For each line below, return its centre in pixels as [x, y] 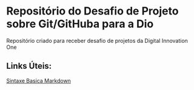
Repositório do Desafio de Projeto [92, 11]
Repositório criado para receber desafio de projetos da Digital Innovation [97, 40]
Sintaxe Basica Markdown [39, 80]
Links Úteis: [29, 66]
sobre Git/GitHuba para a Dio [80, 24]
